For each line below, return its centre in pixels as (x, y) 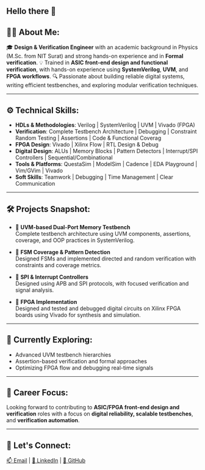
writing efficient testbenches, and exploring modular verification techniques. (102, 85)
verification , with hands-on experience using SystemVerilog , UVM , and (97, 70)
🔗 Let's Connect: (39, 445)
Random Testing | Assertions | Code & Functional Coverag (88, 138)
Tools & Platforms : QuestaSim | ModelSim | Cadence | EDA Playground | (106, 164)
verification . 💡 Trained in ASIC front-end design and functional (87, 63)
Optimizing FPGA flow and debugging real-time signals (84, 368)
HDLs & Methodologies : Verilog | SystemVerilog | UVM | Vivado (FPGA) (105, 125)
